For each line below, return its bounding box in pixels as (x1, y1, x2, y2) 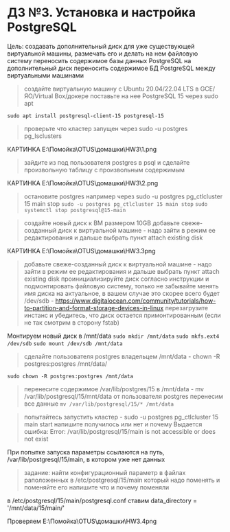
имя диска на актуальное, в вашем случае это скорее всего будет (23, 289, 220, 297)
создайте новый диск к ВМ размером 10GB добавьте (23, 218, 180, 227)
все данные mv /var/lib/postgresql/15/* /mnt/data (23, 400, 174, 408)
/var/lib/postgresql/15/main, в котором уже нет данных (7, 455, 165, 463)
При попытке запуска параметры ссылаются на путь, (7, 448, 165, 456)
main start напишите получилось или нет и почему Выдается (23, 420, 203, 428)
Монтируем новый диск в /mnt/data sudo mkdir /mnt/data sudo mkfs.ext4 (7, 332, 220, 340)
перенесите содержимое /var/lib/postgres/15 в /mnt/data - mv (23, 384, 205, 393)
